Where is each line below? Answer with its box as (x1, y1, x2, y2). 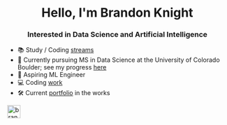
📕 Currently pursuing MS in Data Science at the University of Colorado (17, 56, 220, 64)
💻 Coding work (17, 78, 63, 87)
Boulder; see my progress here (17, 63, 107, 72)
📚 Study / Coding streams (17, 46, 94, 54)
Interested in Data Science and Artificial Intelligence (27, 30, 208, 40)
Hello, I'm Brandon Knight (41, 5, 193, 21)
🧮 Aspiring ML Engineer (17, 71, 86, 79)
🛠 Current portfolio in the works (17, 89, 110, 97)
